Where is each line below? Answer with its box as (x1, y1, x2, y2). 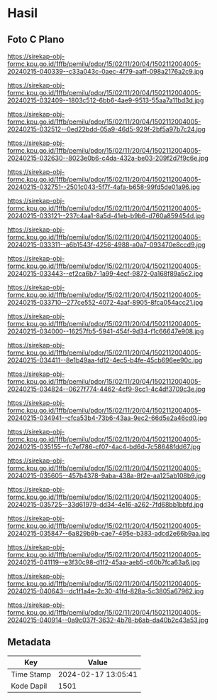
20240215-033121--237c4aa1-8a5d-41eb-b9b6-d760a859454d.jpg (7, 212, 206, 220)
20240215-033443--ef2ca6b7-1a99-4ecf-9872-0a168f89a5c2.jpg (7, 269, 204, 278)
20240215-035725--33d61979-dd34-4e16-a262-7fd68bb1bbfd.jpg (7, 500, 204, 509)
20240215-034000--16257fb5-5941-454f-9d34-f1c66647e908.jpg (7, 327, 204, 335)
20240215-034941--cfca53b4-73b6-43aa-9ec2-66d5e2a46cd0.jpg (7, 414, 208, 422)
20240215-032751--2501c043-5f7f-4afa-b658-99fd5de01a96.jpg (7, 183, 201, 191)
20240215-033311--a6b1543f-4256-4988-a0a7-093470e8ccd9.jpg (7, 240, 206, 249)
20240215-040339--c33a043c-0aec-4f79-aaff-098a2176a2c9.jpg (7, 68, 204, 75)
